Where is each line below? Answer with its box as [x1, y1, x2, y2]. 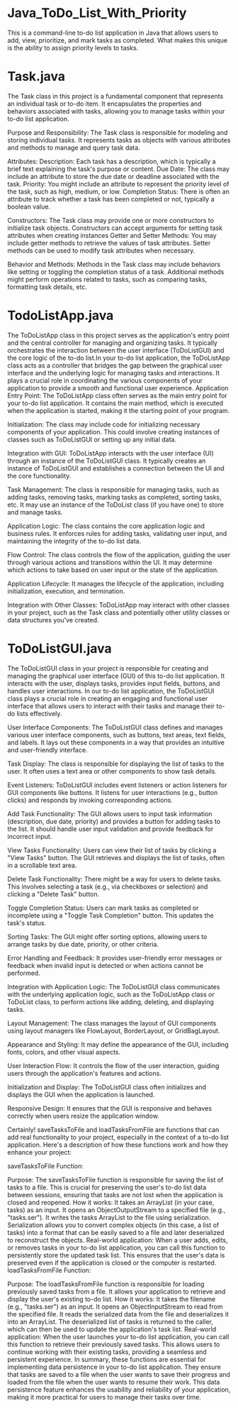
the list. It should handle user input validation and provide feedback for [7, 825, 214, 833]
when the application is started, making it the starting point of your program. [7, 406, 230, 414]
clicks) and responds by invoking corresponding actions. [7, 796, 174, 804]
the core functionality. [7, 471, 72, 480]
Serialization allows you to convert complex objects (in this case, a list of [7, 1221, 220, 1229]
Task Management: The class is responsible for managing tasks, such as [7, 485, 220, 494]
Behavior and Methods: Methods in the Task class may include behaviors [7, 260, 221, 268]
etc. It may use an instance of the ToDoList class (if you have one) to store [7, 500, 225, 509]
